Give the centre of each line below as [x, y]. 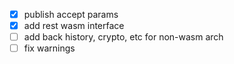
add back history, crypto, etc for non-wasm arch [123, 37]
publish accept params [71, 14]
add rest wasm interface [74, 26]
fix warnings [49, 48]
